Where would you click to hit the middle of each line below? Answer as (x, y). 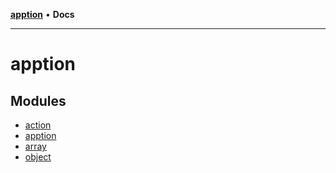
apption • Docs (42, 14)
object (38, 157)
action (38, 125)
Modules (38, 100)
